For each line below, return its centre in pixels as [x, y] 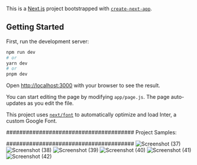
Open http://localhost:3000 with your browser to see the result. [83, 86]
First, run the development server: [48, 41]
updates [16, 103]
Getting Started [35, 27]
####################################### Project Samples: [91, 132]
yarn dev [17, 63]
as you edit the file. [51, 103]
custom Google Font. [32, 121]
